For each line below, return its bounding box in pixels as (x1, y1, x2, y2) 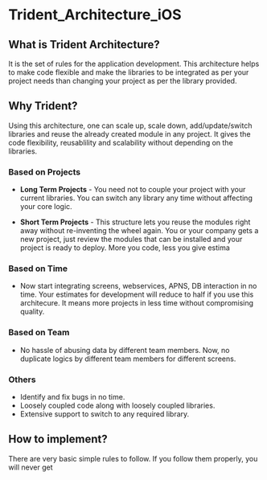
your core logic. (19, 202, 72, 211)
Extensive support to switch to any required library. (19, 409, 190, 419)
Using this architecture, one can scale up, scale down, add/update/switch (8, 121, 253, 130)
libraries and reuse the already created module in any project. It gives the (8, 129, 251, 138)
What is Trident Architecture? (8, 38, 161, 51)
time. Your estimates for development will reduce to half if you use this (19, 289, 254, 299)
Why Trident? (8, 99, 78, 113)
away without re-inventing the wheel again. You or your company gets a (19, 226, 259, 236)
